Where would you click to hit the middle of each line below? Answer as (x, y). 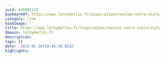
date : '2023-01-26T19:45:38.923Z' (41, 46)
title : (12, 28)
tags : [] (14, 42)
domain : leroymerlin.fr (29, 32)
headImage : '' (20, 23)
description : (18, 37)
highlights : (17, 51)
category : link (21, 19)
